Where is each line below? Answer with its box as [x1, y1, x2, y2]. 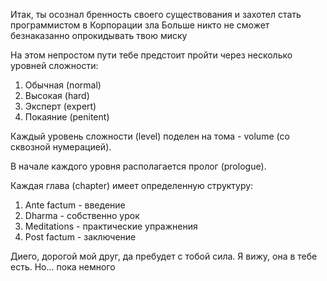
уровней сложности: [10, 60, 99, 71]
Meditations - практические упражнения [24, 220, 198, 232]
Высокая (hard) [24, 90, 90, 101]
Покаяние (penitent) [24, 111, 110, 123]
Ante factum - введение [24, 199, 126, 211]
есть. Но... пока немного [10, 261, 116, 273]
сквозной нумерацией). [10, 141, 112, 153]
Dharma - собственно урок [24, 210, 140, 221]
